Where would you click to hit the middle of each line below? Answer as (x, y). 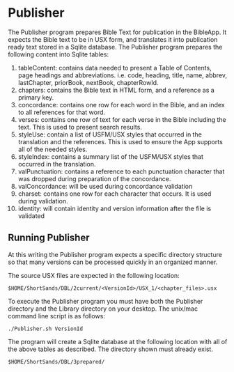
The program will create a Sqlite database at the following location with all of (118, 341)
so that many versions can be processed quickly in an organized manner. (113, 262)
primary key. (36, 97)
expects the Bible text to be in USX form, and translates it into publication (113, 39)
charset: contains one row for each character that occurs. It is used (115, 194)
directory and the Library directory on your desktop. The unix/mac (103, 309)
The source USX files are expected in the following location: (94, 275)
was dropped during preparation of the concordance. (94, 178)
